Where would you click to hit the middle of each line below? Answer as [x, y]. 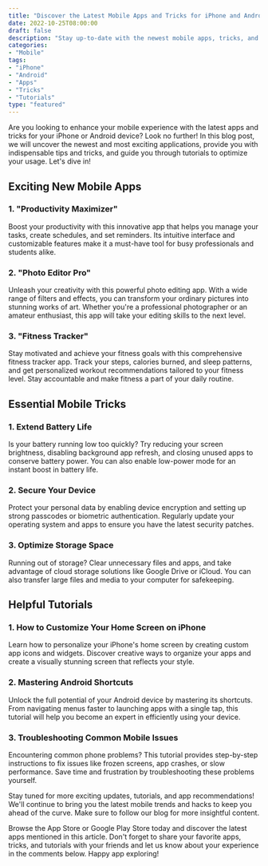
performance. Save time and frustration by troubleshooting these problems [132, 772]
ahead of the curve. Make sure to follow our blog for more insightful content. [134, 813]
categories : [28, 45]
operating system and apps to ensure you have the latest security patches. [131, 524]
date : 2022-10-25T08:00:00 [53, 23]
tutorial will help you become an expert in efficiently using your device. [124, 717]
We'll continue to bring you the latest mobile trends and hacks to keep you [130, 804]
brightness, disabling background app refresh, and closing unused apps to [131, 453]
